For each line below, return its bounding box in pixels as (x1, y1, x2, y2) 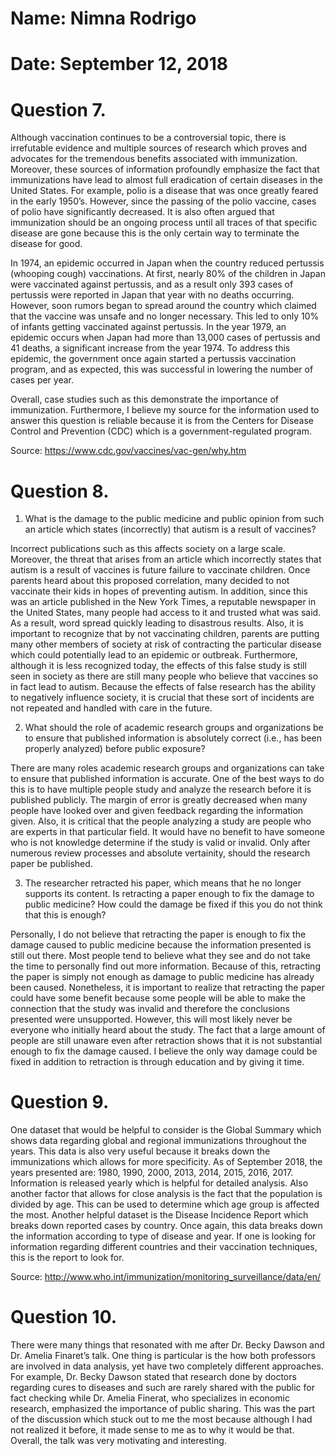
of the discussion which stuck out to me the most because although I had (10, 1413, 313, 1426)
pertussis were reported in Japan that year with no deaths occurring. (10, 289, 295, 301)
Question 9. (10, 1091, 110, 1114)
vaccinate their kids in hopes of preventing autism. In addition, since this (10, 585, 308, 597)
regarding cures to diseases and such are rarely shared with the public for (10, 1382, 315, 1394)
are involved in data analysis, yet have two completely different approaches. (10, 1360, 324, 1372)
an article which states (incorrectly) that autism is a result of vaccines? (24, 523, 317, 536)
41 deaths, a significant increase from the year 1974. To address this (10, 342, 291, 354)
